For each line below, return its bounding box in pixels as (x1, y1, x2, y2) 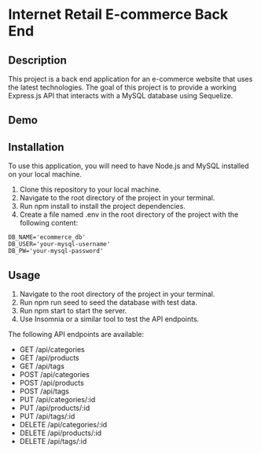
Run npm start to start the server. (19, 306, 127, 316)
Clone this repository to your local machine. (19, 185, 161, 194)
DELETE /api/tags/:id (19, 437, 87, 446)
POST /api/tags (19, 386, 69, 396)
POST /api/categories (19, 370, 90, 379)
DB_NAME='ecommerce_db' (8, 233, 86, 241)
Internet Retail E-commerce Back (8, 5, 229, 24)
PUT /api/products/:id (19, 403, 90, 413)
